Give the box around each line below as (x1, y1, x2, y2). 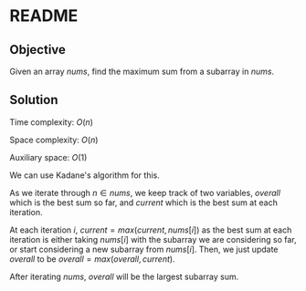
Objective (9, 42, 67, 57)
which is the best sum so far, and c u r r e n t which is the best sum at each (9, 197, 279, 208)
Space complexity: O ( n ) (9, 134, 99, 145)
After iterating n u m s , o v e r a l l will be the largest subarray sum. (9, 271, 239, 282)
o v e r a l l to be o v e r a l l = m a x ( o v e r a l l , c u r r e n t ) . (9, 253, 175, 265)
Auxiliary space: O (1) (9, 151, 88, 162)
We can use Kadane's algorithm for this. (9, 170, 160, 181)
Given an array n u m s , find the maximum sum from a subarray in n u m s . (9, 66, 275, 77)
